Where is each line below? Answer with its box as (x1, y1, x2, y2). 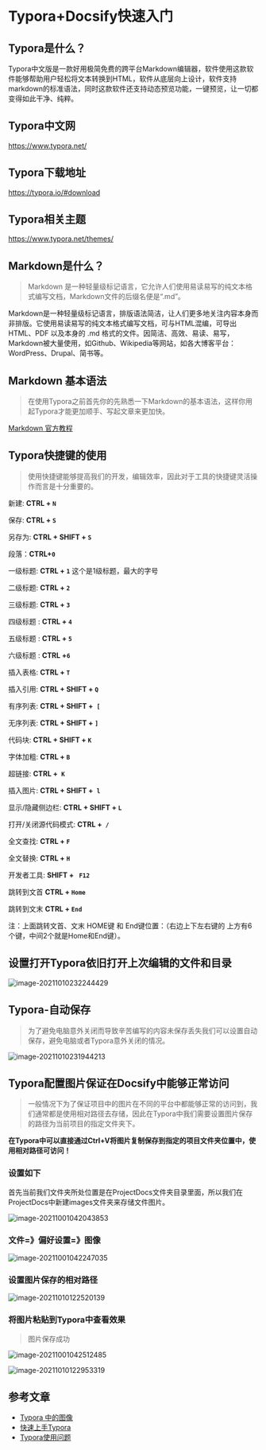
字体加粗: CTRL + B (8, 752, 71, 761)
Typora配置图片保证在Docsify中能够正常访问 (8, 1076, 229, 1090)
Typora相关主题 (8, 212, 86, 227)
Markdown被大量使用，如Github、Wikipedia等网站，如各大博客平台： (8, 339, 237, 348)
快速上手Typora (19, 1423, 71, 1433)
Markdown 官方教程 (8, 423, 73, 433)
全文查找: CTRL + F (8, 836, 71, 846)
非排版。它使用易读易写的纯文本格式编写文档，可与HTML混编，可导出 (8, 319, 237, 328)
